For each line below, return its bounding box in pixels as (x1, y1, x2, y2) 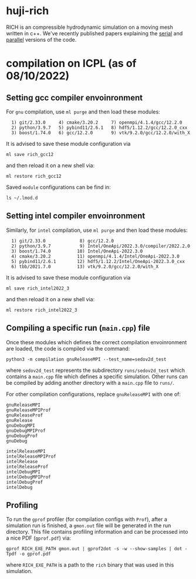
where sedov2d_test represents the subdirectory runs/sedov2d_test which (6, 367, 185, 374)
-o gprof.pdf (19, 551, 51, 557)
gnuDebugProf (6, 432, 38, 439)
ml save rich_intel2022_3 (6, 285, 69, 291)
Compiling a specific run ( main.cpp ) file (6, 323, 151, 333)
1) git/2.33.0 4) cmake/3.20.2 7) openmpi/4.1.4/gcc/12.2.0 (11, 119, 183, 125)
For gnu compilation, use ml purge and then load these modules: (6, 108, 160, 115)
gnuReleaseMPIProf (6, 407, 51, 413)
